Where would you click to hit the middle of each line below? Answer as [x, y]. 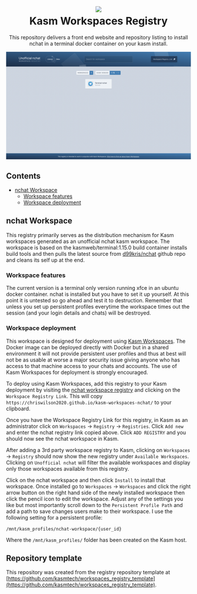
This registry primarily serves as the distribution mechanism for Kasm [90, 235]
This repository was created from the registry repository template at [88, 572]
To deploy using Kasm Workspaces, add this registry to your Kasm [86, 383]
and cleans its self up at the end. [45, 260]
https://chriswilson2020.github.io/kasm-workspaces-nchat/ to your [89, 402]
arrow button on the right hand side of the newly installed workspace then [96, 492]
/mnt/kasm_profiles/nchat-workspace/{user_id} [64, 529]
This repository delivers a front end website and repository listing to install [98, 37]
